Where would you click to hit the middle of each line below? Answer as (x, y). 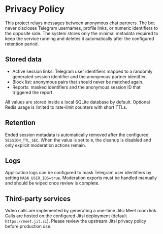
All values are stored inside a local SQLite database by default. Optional (78, 102)
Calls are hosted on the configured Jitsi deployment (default (66, 216)
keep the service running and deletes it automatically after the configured (80, 39)
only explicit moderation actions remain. (46, 145)
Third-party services (38, 199)
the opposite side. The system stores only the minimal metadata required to (82, 33)
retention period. (22, 44)
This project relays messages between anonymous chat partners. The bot (80, 23)
